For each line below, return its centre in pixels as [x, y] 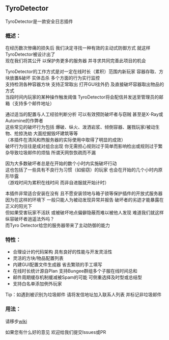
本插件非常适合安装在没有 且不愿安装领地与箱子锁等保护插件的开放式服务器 [84, 193]
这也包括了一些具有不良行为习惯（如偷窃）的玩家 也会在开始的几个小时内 [82, 170]
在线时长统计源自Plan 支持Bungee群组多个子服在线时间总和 [75, 271]
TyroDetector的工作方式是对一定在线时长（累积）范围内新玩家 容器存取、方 [84, 71]
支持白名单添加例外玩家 [37, 284]
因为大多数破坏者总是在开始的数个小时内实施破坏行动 [61, 163]
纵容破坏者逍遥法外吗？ [30, 219]
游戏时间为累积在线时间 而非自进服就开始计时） [59, 183]
